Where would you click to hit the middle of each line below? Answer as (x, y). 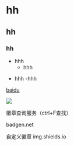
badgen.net (20, 124)
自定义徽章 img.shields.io (36, 136)
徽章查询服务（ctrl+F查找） (39, 113)
